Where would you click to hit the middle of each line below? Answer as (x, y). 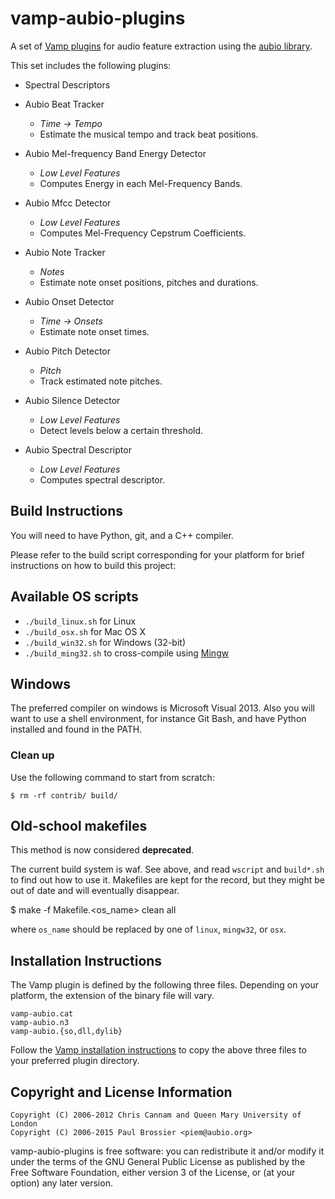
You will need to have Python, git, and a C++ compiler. (122, 535)
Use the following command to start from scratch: (112, 777)
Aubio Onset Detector (69, 301)
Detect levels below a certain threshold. (121, 430)
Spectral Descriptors (67, 84)
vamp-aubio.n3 (40, 1023)
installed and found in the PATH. (76, 729)
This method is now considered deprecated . (102, 850)
